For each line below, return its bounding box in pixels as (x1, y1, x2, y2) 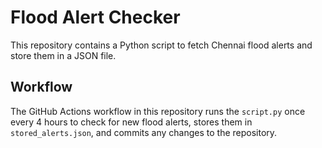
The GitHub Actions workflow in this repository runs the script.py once (10, 105, 306, 117)
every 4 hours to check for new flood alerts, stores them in (10, 116, 253, 128)
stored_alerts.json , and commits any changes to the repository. (10, 126, 278, 138)
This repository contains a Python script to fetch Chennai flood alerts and (10, 39, 313, 51)
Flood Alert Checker (10, 6, 181, 29)
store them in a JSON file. (10, 49, 117, 61)
